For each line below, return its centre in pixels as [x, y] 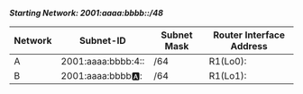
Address [249, 46]
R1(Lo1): [228, 76]
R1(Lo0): [228, 61]
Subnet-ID [103, 41]
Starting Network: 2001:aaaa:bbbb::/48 [87, 13]
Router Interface [249, 35]
